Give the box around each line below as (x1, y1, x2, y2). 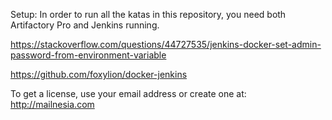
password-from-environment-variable (10, 49, 167, 61)
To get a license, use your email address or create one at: (10, 88, 247, 99)
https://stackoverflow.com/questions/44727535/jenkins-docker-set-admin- (10, 39, 322, 50)
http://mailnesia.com (10, 99, 95, 110)
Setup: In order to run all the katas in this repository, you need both (10, 9, 287, 20)
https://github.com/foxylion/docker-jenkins (10, 69, 188, 80)
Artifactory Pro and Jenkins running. (10, 19, 160, 31)
